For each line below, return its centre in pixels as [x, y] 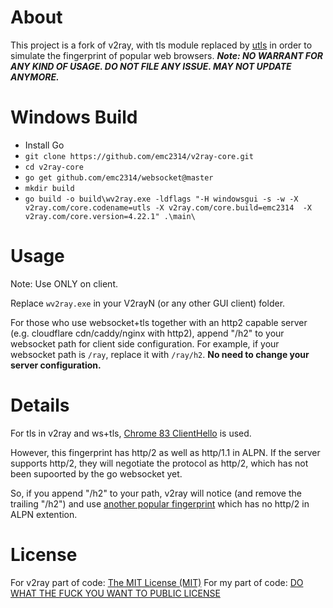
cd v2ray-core [54, 167]
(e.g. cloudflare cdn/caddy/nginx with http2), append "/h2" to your [147, 333]
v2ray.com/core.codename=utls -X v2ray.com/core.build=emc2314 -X [168, 207]
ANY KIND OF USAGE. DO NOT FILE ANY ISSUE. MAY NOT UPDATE [151, 66]
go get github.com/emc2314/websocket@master [119, 177]
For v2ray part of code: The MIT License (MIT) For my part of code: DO [157, 582]
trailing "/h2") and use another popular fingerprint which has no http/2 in [160, 503]
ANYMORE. [35, 77]
